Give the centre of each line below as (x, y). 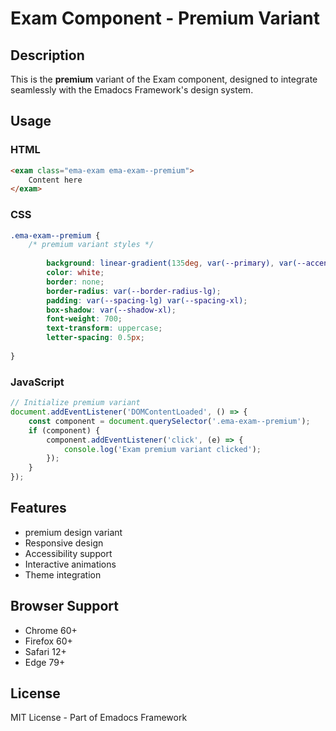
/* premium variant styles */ (91, 245)
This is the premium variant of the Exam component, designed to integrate (164, 79)
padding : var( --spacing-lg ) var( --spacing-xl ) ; (147, 300)
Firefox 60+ (48, 641)
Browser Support (65, 606)
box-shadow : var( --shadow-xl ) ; (111, 310)
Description (47, 55)
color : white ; (75, 273)
